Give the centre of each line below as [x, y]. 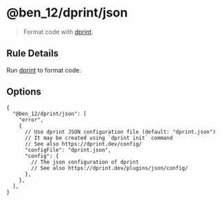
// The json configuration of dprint [85, 162]
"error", [31, 120]
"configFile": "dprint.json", [68, 150]
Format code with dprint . [58, 32]
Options [24, 92]
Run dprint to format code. [44, 70]
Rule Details [33, 53]
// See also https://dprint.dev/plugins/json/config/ [110, 168]
